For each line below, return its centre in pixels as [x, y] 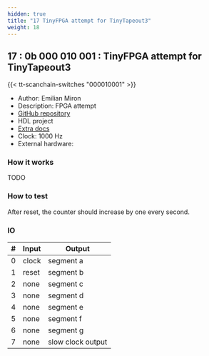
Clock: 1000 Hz [40, 136]
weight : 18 [24, 27]
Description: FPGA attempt [57, 106]
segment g [66, 330]
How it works [31, 163]
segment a [65, 261]
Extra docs [34, 128]
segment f [65, 319]
